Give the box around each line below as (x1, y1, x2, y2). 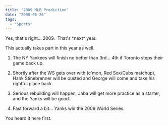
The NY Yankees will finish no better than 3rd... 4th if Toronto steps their (12, 55, 163, 61)
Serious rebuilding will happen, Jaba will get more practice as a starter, (12, 90, 160, 96)
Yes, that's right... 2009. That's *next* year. (5, 35, 97, 41)
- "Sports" (10, 21, 33, 27)
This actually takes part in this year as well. (5, 45, 95, 51)
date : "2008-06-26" (5, 12, 46, 17)
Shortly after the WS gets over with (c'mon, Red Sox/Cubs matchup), (12, 70, 156, 76)
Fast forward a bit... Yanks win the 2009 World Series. (12, 105, 125, 111)
